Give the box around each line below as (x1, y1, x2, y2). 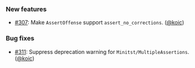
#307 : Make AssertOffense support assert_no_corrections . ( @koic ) (14, 19, 185, 26)
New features (6, 5, 47, 13)
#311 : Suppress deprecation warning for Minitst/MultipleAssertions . (14, 48, 189, 55)
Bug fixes (6, 34, 35, 43)
